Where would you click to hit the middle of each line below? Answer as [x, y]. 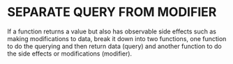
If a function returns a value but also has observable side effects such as [112, 31]
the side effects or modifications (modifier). [70, 54]
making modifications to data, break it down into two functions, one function [117, 38]
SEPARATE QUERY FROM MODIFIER [112, 12]
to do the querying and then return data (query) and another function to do [114, 46]
